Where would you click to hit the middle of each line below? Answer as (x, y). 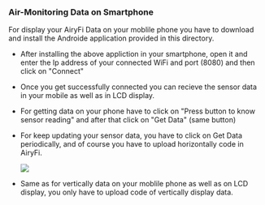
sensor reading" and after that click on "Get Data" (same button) (128, 120)
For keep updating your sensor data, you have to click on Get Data (131, 135)
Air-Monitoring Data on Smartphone (81, 12)
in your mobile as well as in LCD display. (87, 96)
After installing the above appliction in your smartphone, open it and (134, 54)
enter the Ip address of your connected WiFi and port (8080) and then (137, 62)
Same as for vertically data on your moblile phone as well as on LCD (134, 184)
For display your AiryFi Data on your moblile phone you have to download (131, 30)
